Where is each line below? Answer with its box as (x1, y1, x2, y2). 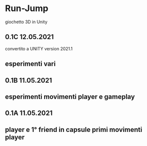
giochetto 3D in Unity (5, 19, 48, 25)
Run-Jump (5, 3, 49, 14)
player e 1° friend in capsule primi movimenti (5, 125, 142, 133)
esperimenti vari (5, 60, 56, 68)
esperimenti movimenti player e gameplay (5, 92, 135, 101)
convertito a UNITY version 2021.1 (5, 45, 73, 51)
